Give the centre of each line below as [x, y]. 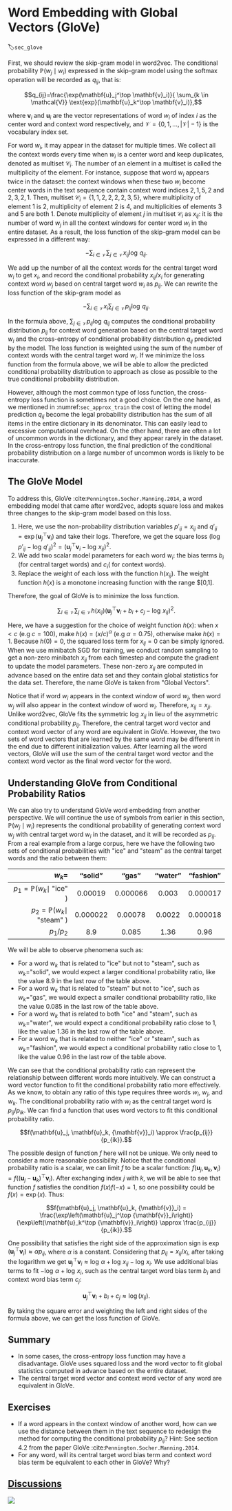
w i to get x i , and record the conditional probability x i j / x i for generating [106, 276]
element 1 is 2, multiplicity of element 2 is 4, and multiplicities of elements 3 [115, 207]
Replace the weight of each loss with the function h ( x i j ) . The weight [113, 574]
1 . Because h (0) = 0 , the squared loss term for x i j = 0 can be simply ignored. [116, 642]
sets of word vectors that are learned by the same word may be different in [114, 739]
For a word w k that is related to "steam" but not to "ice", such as [109, 989]
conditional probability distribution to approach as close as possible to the [113, 372]
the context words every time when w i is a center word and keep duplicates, [116, 155]
